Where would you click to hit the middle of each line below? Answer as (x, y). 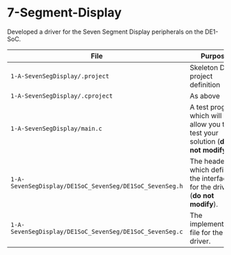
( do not (202, 195)
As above (205, 96)
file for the (207, 232)
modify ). (204, 204)
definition (205, 85)
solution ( (205, 141)
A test (199, 107)
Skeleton (204, 67)
